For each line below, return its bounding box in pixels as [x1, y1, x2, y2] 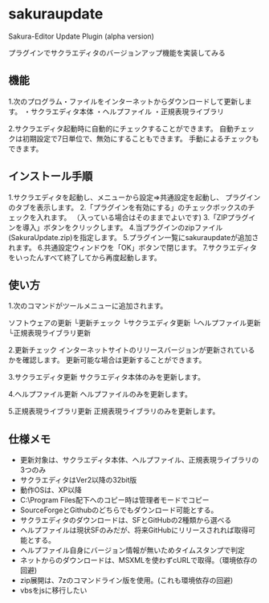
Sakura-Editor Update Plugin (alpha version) [8, 31, 155, 41]
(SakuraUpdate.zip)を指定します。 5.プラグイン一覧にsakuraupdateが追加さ [8, 232, 259, 242]
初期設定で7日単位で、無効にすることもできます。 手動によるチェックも [22, 133, 259, 143]
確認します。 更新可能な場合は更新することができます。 [22, 355, 206, 365]
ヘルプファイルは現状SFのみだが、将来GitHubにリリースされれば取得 [19, 525, 249, 535]
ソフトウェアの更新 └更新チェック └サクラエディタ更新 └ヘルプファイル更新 [8, 318, 261, 328]
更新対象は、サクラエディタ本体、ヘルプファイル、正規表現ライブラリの [19, 455, 259, 465]
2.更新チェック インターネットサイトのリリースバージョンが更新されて [8, 345, 242, 355]
